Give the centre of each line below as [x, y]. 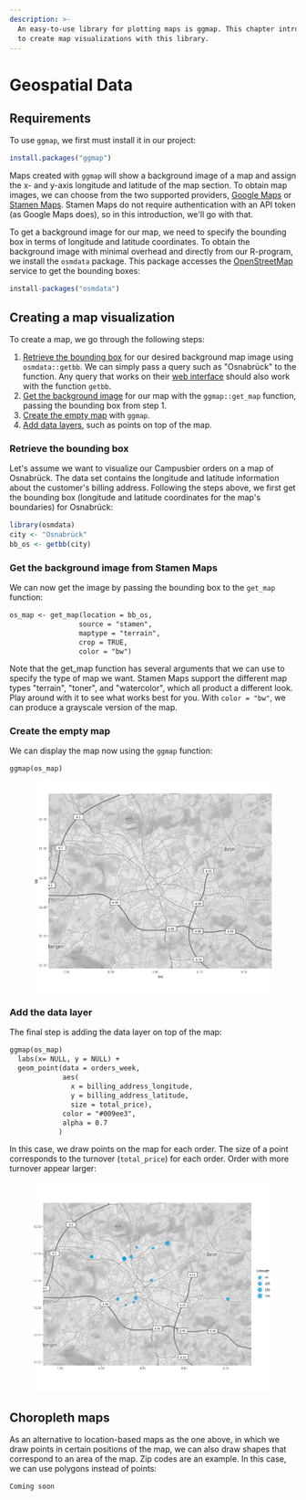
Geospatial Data [71, 84]
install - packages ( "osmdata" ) [65, 289]
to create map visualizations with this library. [113, 38]
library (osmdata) [42, 525]
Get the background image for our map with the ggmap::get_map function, [159, 395]
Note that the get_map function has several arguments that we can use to [147, 669]
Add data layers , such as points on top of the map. [117, 425]
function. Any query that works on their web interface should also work [156, 376]
